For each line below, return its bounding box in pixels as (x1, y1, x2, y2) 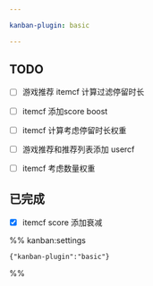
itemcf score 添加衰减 (21, 216, 103, 228)
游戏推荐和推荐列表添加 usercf (21, 144, 135, 155)
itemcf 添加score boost (21, 105, 108, 116)
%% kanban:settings (9, 234, 87, 246)
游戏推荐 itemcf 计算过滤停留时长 (21, 87, 145, 97)
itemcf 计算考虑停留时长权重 (21, 124, 127, 135)
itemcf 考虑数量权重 (21, 163, 96, 173)
